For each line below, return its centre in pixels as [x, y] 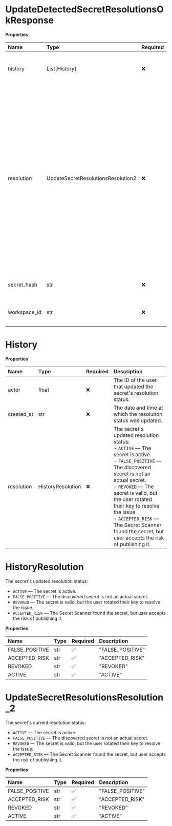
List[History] [61, 69]
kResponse [30, 20]
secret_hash [23, 285]
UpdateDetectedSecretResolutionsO [84, 9]
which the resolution [138, 414]
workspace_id [25, 312]
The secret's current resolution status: [46, 722]
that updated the [133, 387]
